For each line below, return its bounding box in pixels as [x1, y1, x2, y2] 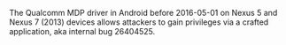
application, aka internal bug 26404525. [9, 26, 156, 36]
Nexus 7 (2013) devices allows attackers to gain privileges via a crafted [9, 17, 269, 27]
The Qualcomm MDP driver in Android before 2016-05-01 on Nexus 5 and [9, 8, 278, 18]
